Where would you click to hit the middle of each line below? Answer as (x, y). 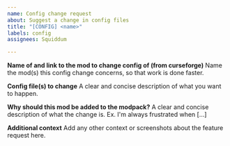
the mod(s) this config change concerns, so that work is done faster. (106, 73)
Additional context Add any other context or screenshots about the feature (115, 128)
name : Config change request (49, 14)
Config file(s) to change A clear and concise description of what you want (114, 86)
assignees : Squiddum (37, 40)
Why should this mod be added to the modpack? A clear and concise (108, 107)
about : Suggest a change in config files (68, 20)
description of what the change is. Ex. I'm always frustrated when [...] (107, 115)
